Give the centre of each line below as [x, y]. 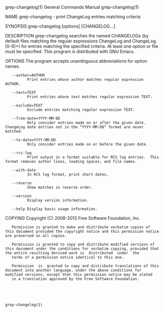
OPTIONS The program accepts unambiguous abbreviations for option [76, 61]
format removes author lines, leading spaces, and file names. [71, 162]
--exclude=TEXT [27, 105]
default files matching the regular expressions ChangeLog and [68, 41]
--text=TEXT [24, 93]
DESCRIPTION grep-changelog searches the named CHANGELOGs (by [77, 36]
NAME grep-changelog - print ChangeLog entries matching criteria [73, 17]
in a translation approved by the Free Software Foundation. [75, 279]
